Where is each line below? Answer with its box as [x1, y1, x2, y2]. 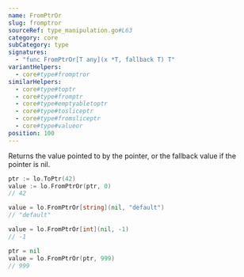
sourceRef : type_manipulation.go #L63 [8, 26, 133, 34]
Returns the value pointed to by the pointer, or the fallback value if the [8, 151, 236, 161]
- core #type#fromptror [15, 70, 90, 78]
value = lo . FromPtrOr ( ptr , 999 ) [8, 254, 115, 262]
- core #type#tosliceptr [15, 108, 93, 116]
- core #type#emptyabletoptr [15, 100, 109, 108]
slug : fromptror [8, 19, 62, 27]
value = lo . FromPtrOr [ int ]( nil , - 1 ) [8, 226, 129, 233]
